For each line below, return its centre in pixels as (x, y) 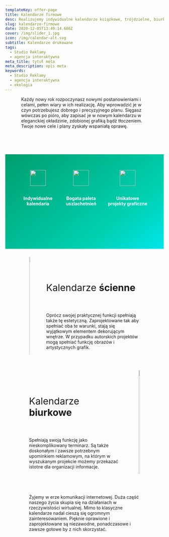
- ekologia (21, 85)
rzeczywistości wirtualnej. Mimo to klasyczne (76, 508)
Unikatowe (128, 198)
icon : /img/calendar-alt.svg (36, 38)
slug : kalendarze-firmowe (32, 24)
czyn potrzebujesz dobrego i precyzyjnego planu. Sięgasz (81, 110)
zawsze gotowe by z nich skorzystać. (68, 529)
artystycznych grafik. (68, 347)
